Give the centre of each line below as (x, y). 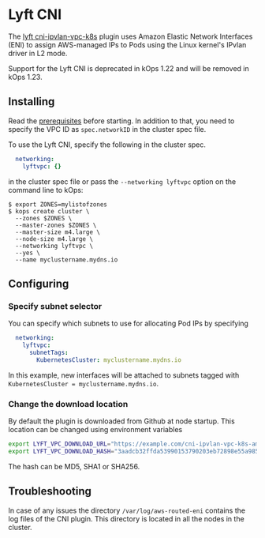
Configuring (39, 283)
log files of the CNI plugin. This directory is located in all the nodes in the (126, 518)
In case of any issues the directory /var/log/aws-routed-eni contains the (127, 510)
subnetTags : (49, 352)
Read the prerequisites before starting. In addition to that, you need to (121, 121)
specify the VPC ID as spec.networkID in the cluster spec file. (107, 129)
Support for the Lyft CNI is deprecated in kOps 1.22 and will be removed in (129, 68)
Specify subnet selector (55, 306)
